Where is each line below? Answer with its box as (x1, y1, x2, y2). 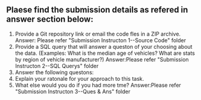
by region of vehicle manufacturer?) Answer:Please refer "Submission (14, 55, 189, 63)
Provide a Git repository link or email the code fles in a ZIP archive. (14, 30, 181, 37)
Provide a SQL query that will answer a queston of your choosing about (14, 43, 193, 50)
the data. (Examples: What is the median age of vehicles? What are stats (14, 49, 195, 57)
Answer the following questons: (14, 69, 94, 76)
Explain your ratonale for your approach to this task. (14, 75, 144, 82)
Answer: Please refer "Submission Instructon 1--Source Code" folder (14, 36, 186, 44)
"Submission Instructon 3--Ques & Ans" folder (14, 87, 131, 95)
